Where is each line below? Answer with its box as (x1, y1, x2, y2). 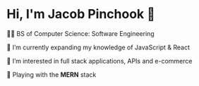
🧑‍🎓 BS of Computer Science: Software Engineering (6, 29, 155, 37)
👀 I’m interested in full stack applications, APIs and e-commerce (6, 56, 193, 65)
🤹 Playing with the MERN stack (6, 70, 97, 79)
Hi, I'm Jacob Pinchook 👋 (6, 6, 156, 23)
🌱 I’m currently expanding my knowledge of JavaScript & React (6, 43, 191, 51)
